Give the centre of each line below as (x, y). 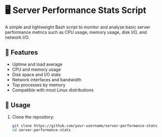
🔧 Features (22, 53)
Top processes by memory (39, 85)
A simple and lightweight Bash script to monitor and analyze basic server (78, 27)
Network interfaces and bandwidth (47, 79)
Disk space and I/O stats (37, 75)
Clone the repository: (33, 117)
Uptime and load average (37, 64)
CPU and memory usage (37, 69)
